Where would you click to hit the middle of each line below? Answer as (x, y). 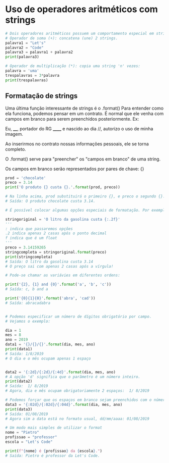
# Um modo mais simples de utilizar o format (54, 428)
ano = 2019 (17, 340)
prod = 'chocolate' (26, 178)
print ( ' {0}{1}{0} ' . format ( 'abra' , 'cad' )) (50, 298)
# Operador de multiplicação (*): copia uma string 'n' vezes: (73, 66)
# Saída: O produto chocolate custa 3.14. (50, 201)
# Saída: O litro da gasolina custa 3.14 (49, 262)
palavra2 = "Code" (24, 47)
